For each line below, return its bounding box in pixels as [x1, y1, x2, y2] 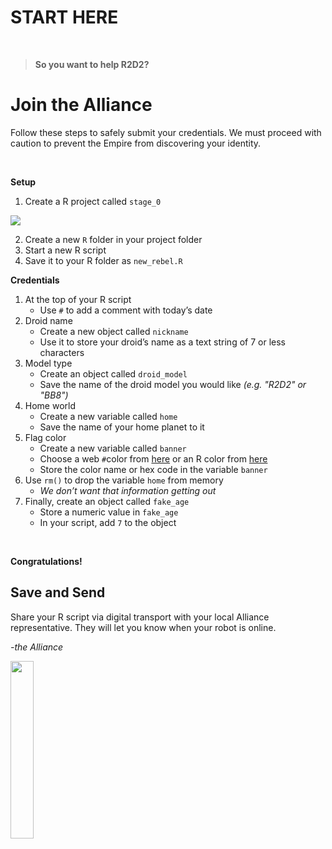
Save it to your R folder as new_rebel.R [24, 254, 183, 266]
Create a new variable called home [39, 410, 178, 422]
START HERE [10, 6, 119, 29]
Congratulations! [10, 555, 83, 567]
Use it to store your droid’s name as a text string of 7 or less [39, 336, 286, 348]
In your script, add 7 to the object [39, 516, 177, 528]
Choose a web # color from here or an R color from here [39, 452, 268, 465]
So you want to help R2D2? [34, 58, 150, 70]
